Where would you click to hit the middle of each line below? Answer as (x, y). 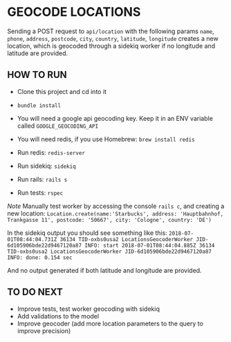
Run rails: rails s (42, 179)
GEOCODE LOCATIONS (74, 12)
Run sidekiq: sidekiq (46, 166)
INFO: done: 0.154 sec (40, 257)
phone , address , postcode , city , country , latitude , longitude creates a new (113, 38)
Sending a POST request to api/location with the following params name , (111, 31)
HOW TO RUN (37, 75)
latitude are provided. (38, 53)
